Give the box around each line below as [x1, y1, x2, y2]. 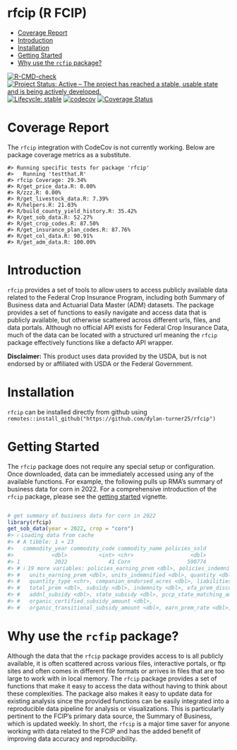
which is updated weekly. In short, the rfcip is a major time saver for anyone [7, 719, 230, 727]
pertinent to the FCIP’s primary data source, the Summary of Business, [7, 712, 213, 720]
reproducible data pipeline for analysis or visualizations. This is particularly [7, 704, 224, 712]
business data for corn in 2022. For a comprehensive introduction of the [7, 484, 217, 493]
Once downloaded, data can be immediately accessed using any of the [7, 470, 214, 478]
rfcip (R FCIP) [7, 5, 87, 21]
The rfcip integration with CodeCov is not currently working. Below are [7, 143, 215, 152]
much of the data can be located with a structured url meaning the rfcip [7, 331, 218, 339]
